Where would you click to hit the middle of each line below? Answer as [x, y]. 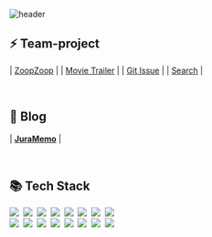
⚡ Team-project [55, 44]
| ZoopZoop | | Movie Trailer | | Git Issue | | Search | [106, 70]
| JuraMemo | [36, 139]
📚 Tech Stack [50, 186]
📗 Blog [28, 117]
